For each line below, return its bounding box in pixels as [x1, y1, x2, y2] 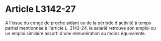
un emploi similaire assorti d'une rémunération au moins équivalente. [5, 30, 146, 36]
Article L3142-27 [5, 3, 76, 15]
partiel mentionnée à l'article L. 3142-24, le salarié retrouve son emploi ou [5, 25, 157, 31]
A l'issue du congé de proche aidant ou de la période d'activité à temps [5, 20, 152, 26]
